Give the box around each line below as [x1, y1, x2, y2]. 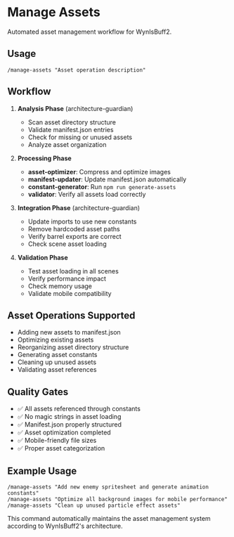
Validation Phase [17, 253, 68, 261]
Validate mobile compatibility [27, 289, 112, 297]
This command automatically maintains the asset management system [7, 515, 211, 522]
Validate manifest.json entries [27, 125, 114, 134]
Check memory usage [27, 282, 93, 290]
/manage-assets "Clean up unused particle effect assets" [7, 502, 181, 509]
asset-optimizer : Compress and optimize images [27, 167, 171, 176]
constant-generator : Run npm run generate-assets [27, 182, 176, 190]
